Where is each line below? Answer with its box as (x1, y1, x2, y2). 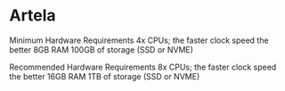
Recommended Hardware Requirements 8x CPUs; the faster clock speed (9, 62, 277, 72)
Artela (9, 5, 56, 26)
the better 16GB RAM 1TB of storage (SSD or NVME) (9, 70, 200, 81)
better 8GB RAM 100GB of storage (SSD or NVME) (9, 44, 194, 54)
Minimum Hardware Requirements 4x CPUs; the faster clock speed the (9, 35, 269, 45)
